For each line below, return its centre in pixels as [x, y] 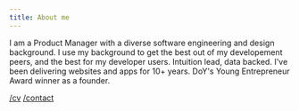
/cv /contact [32, 98]
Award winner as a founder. [60, 80]
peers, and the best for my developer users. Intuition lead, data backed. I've [149, 61]
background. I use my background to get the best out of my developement [146, 52]
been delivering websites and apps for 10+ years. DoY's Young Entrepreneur [149, 71]
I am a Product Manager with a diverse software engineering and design [142, 43]
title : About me [39, 17]
